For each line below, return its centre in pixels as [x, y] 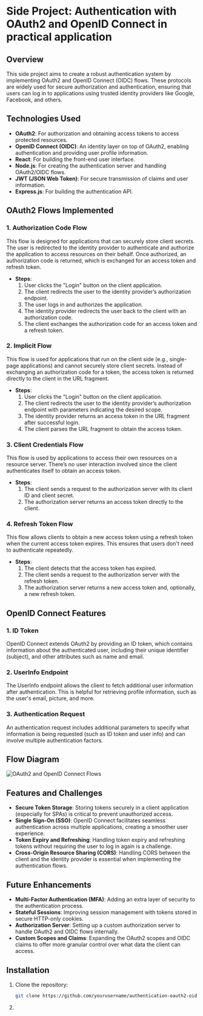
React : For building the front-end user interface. [75, 159]
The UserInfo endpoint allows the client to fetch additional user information [100, 686]
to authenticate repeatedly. [40, 550]
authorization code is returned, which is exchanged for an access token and [101, 260]
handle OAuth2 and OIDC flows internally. [67, 932]
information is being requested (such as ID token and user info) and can [96, 734]
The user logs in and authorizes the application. [84, 304]
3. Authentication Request [46, 714]
